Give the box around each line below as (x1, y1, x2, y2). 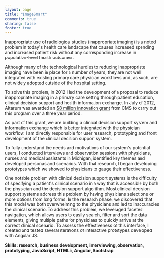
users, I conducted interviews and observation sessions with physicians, (5, 150, 151, 156)
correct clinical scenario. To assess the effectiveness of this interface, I (5, 222, 149, 229)
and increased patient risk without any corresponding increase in (5, 50, 136, 56)
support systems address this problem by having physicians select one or (5, 191, 154, 197)
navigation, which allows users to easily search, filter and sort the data (5, 212, 147, 218)
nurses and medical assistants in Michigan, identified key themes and (5, 155, 145, 161)
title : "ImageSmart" (5, 12, 47, 17)
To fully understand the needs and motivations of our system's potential (5, 145, 150, 151)
